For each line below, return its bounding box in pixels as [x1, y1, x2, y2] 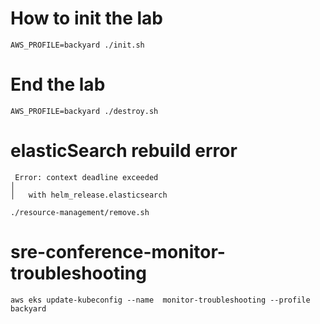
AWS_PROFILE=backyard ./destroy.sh [10, 106, 159, 116]
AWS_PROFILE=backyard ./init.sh [10, 40, 145, 50]
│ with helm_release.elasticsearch [10, 190, 168, 200]
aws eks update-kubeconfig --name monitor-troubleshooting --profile [10, 295, 311, 305]
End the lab [10, 73, 106, 96]
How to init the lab [10, 7, 163, 30]
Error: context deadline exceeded [14, 172, 159, 182]
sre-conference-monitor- [10, 241, 226, 263]
